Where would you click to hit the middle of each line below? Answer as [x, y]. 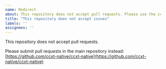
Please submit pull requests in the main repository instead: [65, 51]
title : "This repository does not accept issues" [57, 19]
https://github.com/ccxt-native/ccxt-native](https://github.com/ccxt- [77, 56]
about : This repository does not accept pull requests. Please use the [80, 14]
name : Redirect [21, 10]
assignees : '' [20, 28]
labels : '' [16, 23]
